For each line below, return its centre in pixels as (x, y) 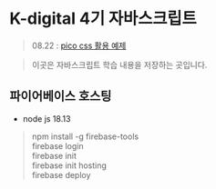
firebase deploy (61, 174)
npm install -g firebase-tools (85, 136)
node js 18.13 (46, 118)
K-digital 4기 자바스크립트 (103, 19)
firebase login (57, 145)
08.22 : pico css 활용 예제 (79, 45)
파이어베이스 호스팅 (61, 96)
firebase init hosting (69, 165)
